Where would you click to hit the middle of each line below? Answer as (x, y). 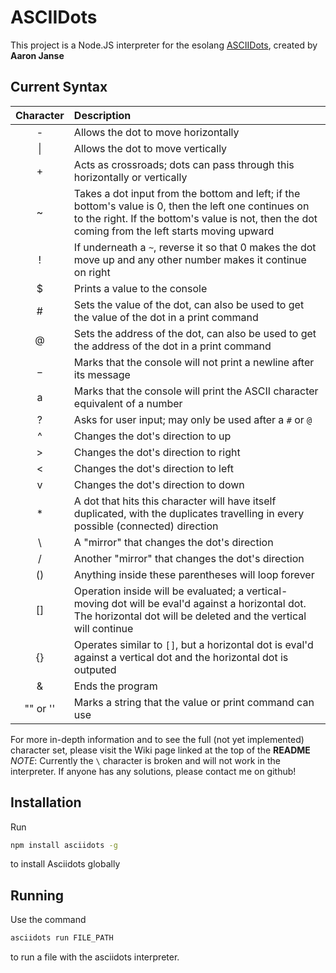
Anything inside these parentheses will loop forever (194, 574)
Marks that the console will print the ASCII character (196, 391)
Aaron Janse (37, 55)
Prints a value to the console (140, 288)
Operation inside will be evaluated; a (159, 591)
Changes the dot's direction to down (159, 484)
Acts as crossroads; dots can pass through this (184, 164)
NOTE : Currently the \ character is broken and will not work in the (145, 760)
